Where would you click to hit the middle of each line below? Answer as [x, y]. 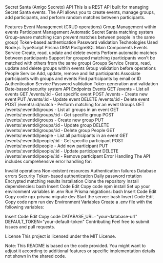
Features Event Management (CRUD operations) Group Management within [81, 27]
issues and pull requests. [30, 227]
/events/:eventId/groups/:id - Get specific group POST [60, 115]
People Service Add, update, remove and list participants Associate [73, 73]
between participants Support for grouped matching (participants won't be [80, 58]
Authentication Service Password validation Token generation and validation [82, 84]
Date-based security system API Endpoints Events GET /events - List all [77, 89]
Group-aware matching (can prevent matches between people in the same [80, 37]
